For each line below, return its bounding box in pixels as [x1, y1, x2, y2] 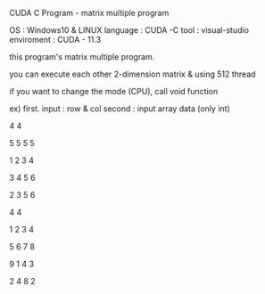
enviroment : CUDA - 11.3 [9, 35, 102, 45]
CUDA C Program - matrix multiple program [9, 8, 170, 18]
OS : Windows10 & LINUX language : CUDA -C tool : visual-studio [9, 25, 250, 35]
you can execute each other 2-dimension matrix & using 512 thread [9, 69, 256, 79]
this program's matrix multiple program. [9, 52, 155, 61]
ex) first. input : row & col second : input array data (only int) [9, 103, 230, 114]
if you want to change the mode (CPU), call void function [9, 86, 219, 96]
